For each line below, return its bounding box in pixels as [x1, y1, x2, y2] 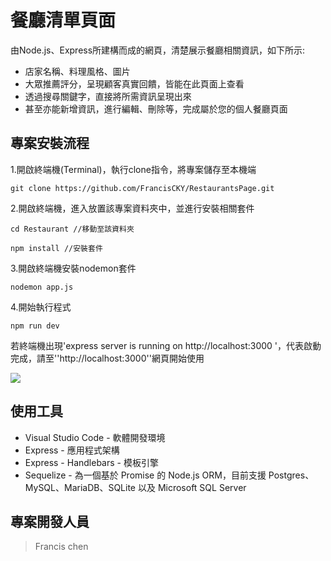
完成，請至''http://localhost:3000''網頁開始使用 [10, 352, 205, 364]
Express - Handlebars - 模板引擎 [24, 456, 159, 468]
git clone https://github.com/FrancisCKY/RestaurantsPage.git [10, 183, 275, 193]
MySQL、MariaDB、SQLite [24, 481, 137, 493]
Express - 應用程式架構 [24, 444, 120, 456]
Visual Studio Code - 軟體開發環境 [24, 431, 166, 443]
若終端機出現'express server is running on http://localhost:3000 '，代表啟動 [10, 339, 322, 351]
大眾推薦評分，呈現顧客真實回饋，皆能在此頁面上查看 [24, 77, 245, 90]
